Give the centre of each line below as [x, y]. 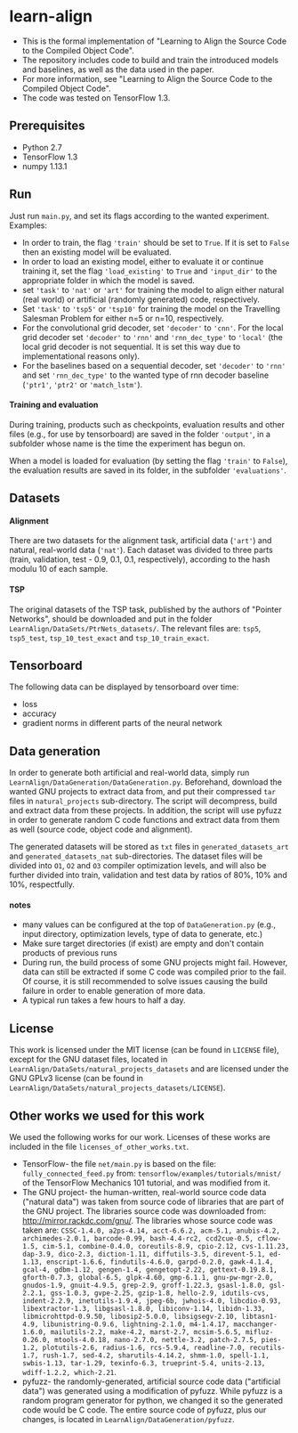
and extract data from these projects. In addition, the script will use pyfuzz [146, 810]
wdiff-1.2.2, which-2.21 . [69, 1372]
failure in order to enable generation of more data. [114, 991]
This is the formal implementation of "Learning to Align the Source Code [154, 41]
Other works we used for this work [107, 1115]
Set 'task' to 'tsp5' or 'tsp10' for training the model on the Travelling [151, 308]
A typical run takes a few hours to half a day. [104, 1000]
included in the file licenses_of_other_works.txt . [99, 1147]
